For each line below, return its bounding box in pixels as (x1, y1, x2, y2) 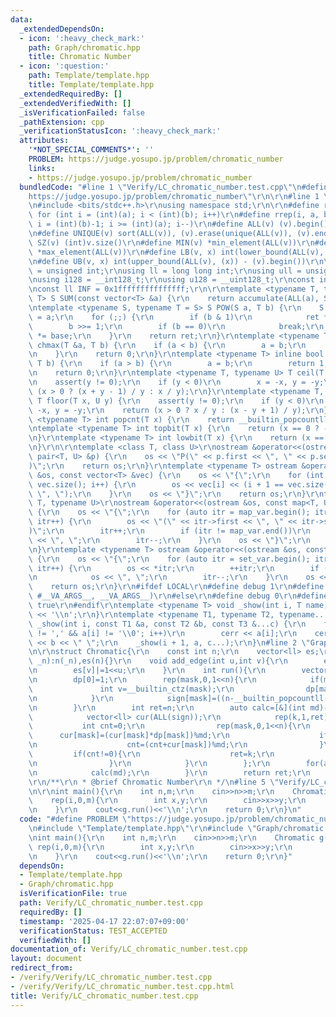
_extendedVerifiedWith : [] (19, 98, 132, 108)
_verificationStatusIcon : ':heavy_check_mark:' (19, 126, 222, 136)
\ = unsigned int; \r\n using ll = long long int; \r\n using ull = (28, 266, 302, 276)
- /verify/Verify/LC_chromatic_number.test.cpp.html (10, 981, 235, 991)
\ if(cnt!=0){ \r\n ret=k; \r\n (28, 749, 275, 759)
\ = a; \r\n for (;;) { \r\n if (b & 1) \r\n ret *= (28, 312, 333, 322)
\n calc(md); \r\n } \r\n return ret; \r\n (28, 767, 311, 778)
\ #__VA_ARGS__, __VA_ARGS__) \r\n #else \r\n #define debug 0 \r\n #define (28, 591, 329, 601)
